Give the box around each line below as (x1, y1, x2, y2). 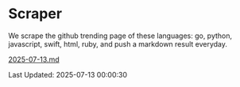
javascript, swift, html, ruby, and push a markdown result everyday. (8, 39, 228, 48)
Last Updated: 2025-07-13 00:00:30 (8, 70, 127, 79)
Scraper (8, 5, 62, 23)
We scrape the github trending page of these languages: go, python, (8, 31, 233, 40)
